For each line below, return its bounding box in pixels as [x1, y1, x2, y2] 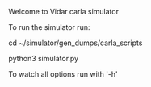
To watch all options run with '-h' [8, 69, 119, 79]
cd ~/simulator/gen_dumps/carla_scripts [8, 38, 143, 48]
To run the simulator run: [8, 23, 90, 31]
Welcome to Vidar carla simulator [8, 7, 120, 16]
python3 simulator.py [8, 54, 79, 63]
